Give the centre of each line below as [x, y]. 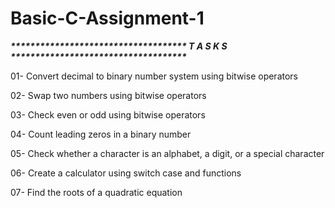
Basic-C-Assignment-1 [107, 18]
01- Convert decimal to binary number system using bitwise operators [154, 76]
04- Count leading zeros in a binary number [101, 134]
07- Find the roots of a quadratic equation [96, 192]
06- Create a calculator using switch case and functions [126, 173]
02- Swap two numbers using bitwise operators [108, 95]
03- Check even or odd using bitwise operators [108, 114]
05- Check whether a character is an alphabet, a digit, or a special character [167, 153]
